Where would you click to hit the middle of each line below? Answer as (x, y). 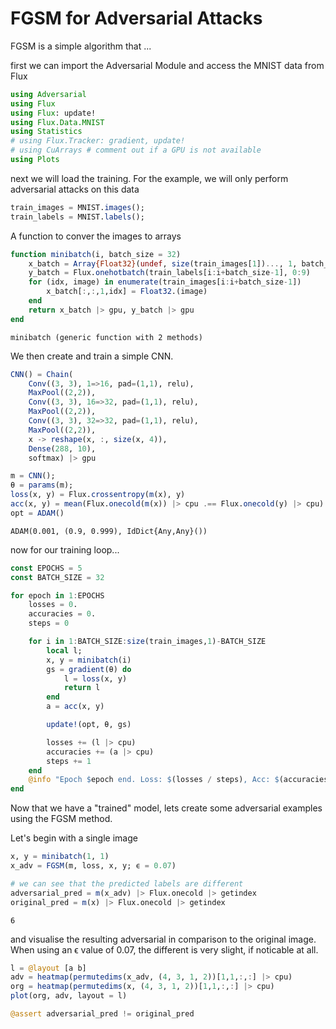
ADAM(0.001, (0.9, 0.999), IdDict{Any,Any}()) (109, 531)
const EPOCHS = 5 (46, 568)
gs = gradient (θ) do (89, 669)
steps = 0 (49, 623)
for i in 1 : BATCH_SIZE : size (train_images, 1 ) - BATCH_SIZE (147, 642)
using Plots (35, 160)
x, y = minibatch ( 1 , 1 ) (60, 857)
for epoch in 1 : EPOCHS (57, 595)
